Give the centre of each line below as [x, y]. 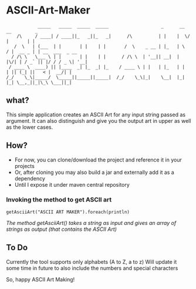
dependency [30, 178]
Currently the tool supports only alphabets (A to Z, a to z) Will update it [92, 261]
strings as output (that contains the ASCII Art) [62, 229]
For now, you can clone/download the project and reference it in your [98, 160]
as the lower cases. [30, 127]
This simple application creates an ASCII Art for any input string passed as [96, 115]
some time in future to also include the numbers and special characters [92, 268]
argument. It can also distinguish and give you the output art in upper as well [99, 120]
